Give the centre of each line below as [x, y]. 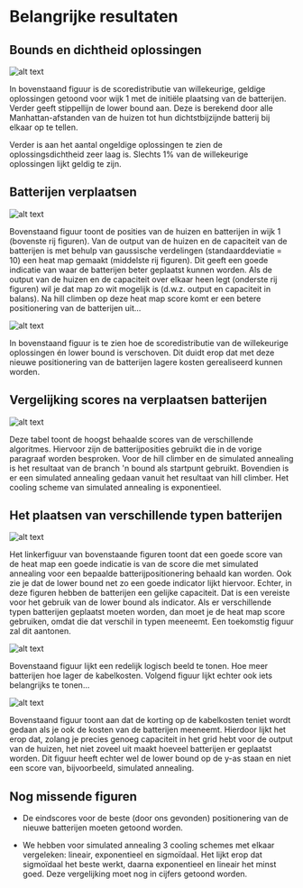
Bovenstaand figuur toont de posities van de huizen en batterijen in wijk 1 [145, 231]
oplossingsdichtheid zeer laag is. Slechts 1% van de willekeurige [129, 154]
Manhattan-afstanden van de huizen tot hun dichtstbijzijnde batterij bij [140, 118]
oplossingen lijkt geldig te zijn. [65, 164]
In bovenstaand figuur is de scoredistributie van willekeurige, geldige [138, 89]
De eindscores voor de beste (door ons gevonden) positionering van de [155, 819]
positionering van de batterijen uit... [75, 307]
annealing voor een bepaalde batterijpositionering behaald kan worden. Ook [151, 573]
